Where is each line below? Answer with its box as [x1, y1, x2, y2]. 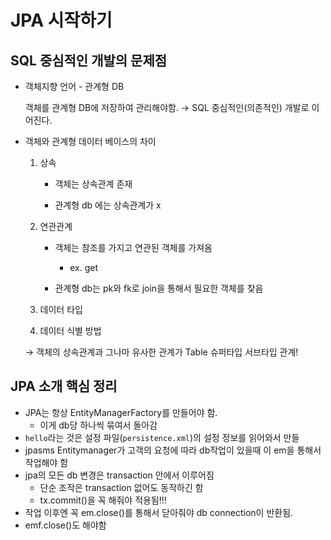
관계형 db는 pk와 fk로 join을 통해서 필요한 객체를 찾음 [54, 282, 264, 294]
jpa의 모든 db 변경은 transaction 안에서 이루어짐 [24, 469, 215, 481]
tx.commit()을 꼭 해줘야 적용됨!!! [39, 494, 167, 506]
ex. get [69, 262, 98, 273]
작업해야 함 [24, 456, 69, 468]
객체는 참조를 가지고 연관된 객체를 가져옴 [54, 242, 213, 253]
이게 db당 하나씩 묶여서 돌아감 [39, 419, 158, 431]
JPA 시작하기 [10, 9, 113, 32]
